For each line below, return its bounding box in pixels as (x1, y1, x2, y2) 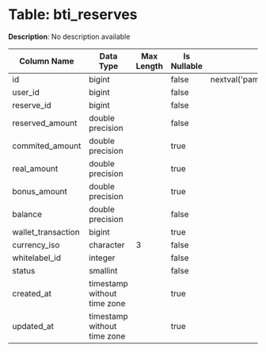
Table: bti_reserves (8, 6, 138, 24)
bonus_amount (12, 186, 67, 197)
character (88, 239, 125, 251)
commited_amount (12, 140, 82, 151)
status (12, 265, 36, 276)
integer (88, 252, 116, 263)
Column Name (19, 55, 74, 67)
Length (135, 60, 164, 71)
